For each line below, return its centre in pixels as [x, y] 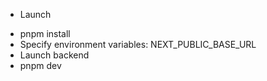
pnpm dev [40, 65]
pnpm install [45, 33]
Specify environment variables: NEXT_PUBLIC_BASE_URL [138, 44]
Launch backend [54, 55]
